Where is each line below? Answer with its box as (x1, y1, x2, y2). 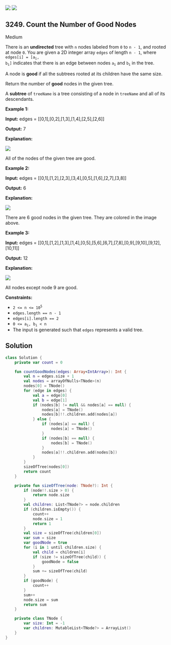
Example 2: (5, 165, 30, 171)
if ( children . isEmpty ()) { (23, 507, 81, 512)
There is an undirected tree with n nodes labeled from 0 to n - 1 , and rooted (5, 44, 166, 50)
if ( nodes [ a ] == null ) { (41, 421, 95, 427)
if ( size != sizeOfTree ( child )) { (32, 554, 106, 560)
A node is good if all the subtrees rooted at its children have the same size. (5, 71, 163, 77)
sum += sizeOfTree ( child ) (32, 569, 88, 574)
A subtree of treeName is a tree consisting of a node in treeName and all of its (5, 90, 165, 97)
